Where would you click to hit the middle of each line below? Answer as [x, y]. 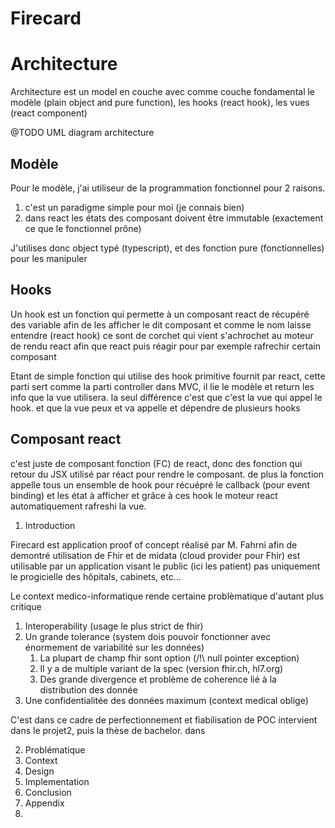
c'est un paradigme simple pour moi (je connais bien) [134, 207]
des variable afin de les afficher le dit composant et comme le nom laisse [161, 324]
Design [39, 771]
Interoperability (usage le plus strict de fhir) [114, 626]
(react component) [49, 113]
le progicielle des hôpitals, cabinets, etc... [96, 576]
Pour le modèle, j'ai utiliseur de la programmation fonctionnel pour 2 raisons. [168, 188]
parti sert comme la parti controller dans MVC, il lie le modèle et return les [162, 386]
